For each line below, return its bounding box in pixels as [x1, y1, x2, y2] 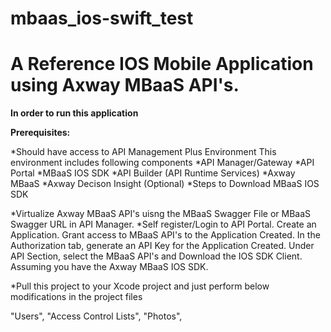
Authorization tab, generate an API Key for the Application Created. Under [10, 240, 315, 252]
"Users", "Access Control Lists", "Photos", [10, 310, 183, 322]
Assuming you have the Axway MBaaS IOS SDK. [10, 261, 209, 273]
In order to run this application [10, 107, 139, 119]
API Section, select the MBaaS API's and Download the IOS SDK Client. [10, 250, 303, 262]
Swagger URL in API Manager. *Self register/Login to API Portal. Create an [10, 218, 317, 231]
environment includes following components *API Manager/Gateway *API [10, 157, 315, 169]
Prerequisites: [10, 127, 71, 139]
